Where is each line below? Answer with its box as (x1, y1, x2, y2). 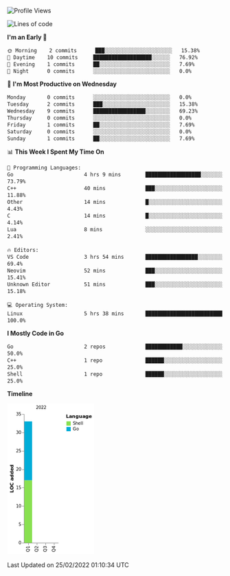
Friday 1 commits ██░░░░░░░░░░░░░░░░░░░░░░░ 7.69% (7, 122, 195, 128)
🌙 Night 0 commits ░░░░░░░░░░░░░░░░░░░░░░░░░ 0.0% (7, 68, 192, 75)
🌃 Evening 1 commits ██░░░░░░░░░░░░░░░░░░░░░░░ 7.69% (7, 61, 195, 68)
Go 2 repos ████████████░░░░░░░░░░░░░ (7, 343, 223, 350)
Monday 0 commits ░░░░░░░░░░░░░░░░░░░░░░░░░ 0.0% (7, 94, 192, 101)
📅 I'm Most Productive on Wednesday (7, 80, 117, 88)
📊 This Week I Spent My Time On (7, 148, 104, 156)
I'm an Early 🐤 (7, 33, 47, 41)
